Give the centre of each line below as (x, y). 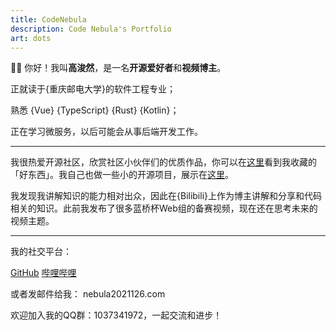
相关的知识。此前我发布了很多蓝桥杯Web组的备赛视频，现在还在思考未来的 (164, 208)
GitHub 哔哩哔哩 (43, 273)
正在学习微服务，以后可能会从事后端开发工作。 (106, 132)
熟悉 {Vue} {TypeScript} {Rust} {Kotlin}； (95, 110)
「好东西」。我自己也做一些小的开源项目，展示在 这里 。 (122, 175)
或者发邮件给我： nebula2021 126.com (88, 294)
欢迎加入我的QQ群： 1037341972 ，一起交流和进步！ (116, 315)
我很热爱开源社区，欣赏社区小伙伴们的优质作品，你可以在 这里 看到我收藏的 (163, 162)
